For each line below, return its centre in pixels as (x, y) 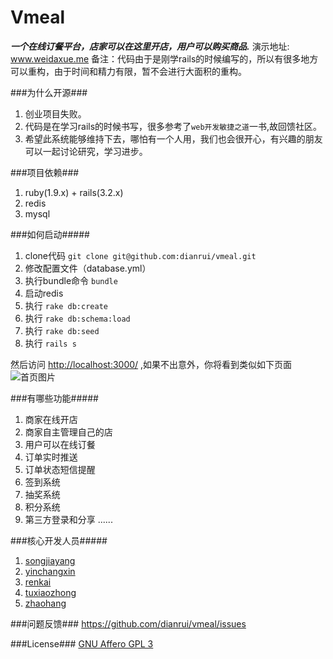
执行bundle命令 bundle (71, 280)
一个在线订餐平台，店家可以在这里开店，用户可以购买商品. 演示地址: (150, 46)
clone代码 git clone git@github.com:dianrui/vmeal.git (140, 255)
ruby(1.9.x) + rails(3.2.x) (74, 192)
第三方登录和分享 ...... (68, 519)
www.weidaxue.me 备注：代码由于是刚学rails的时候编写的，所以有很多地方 (164, 58)
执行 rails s (50, 343)
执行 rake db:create (66, 305)
